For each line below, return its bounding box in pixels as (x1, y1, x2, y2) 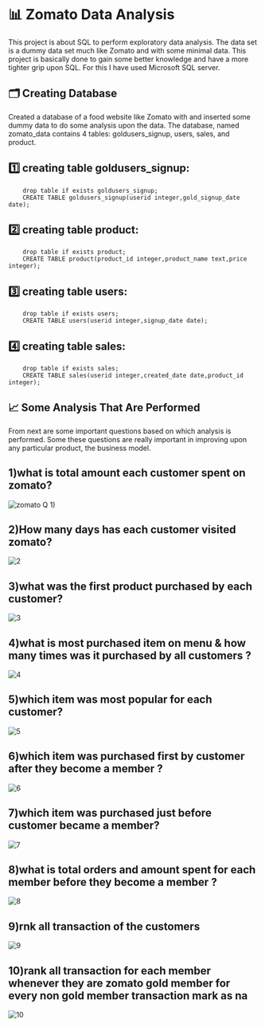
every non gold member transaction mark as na (8, 989, 248, 1002)
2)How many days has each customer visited (8, 523, 236, 537)
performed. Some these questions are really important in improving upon (8, 434, 247, 444)
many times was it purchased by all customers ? (8, 649, 252, 662)
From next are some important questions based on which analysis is (8, 426, 232, 436)
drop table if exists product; (22, 248, 127, 257)
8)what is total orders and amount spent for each (8, 863, 256, 876)
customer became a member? (8, 819, 160, 833)
